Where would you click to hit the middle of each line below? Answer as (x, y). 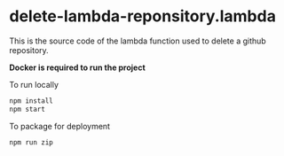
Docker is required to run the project (78, 67)
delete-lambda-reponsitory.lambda (143, 16)
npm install (31, 101)
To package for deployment (60, 126)
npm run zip (31, 142)
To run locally (34, 84)
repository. (29, 50)
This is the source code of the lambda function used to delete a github (138, 41)
